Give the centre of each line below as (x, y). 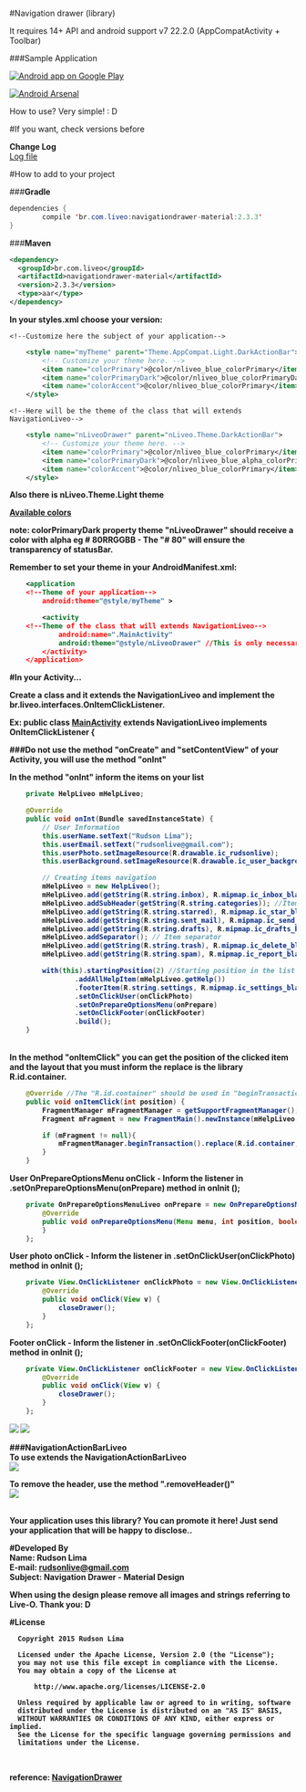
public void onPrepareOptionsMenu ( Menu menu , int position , (158, 1221)
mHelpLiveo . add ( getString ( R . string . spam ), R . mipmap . (144, 954)
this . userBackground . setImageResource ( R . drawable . (140, 862)
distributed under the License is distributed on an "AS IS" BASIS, (150, 1711)
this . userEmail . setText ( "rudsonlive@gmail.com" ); (138, 844)
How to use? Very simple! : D (64, 111)
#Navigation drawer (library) (62, 13)
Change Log (33, 147)
